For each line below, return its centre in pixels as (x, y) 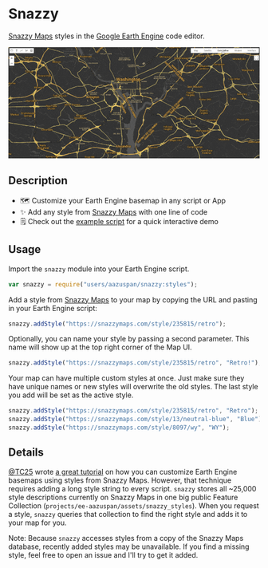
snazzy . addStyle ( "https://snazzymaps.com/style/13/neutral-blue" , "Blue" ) (135, 420)
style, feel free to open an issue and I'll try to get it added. (103, 554)
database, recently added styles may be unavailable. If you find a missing (129, 546)
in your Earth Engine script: (53, 308)
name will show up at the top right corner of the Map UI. (100, 347)
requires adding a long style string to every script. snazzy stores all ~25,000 (132, 488)
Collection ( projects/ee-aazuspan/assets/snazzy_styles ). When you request (134, 505)
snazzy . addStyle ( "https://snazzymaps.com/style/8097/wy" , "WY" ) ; (119, 428)
